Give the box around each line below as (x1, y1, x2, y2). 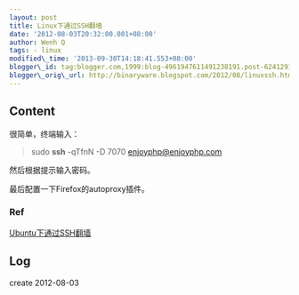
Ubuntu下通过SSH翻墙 (9, 227, 92, 238)
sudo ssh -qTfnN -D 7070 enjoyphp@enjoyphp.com (30, 146, 222, 156)
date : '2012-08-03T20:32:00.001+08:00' (9, 29, 158, 38)
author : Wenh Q (9, 37, 66, 47)
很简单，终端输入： (9, 128, 80, 139)
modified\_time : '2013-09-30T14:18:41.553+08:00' (9, 54, 198, 63)
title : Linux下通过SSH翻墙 (9, 21, 102, 30)
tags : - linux (9, 46, 62, 55)
